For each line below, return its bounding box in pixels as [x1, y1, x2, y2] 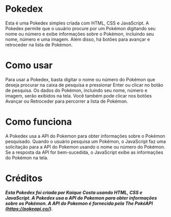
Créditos [5, 173, 43, 184]
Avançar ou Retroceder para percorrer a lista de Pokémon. [5, 98, 129, 104]
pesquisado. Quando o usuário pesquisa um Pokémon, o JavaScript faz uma [5, 138, 166, 144]
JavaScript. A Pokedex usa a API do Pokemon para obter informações [5, 195, 157, 201]
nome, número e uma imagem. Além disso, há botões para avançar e [5, 36, 150, 42]
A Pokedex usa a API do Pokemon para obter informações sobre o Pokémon [5, 133, 165, 139]
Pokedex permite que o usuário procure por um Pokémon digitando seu [5, 25, 156, 31]
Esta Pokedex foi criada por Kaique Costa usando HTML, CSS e [5, 189, 143, 196]
